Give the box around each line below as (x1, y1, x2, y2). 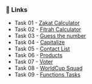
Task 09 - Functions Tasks (14, 71, 81, 79)
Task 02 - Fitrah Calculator (14, 26, 82, 33)
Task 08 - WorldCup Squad (14, 65, 83, 72)
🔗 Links (5, 5, 28, 14)
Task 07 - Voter (14, 58, 53, 66)
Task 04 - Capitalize (14, 39, 65, 46)
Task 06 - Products (14, 52, 63, 59)
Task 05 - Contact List (14, 45, 70, 52)
